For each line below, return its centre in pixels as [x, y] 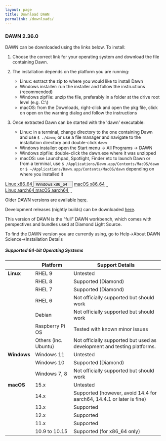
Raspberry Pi [50, 326]
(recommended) [36, 92]
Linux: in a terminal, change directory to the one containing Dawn [86, 132]
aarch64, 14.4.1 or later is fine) [110, 399]
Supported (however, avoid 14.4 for [115, 393]
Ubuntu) [45, 346]
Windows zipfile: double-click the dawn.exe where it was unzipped [88, 153]
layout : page [19, 10]
